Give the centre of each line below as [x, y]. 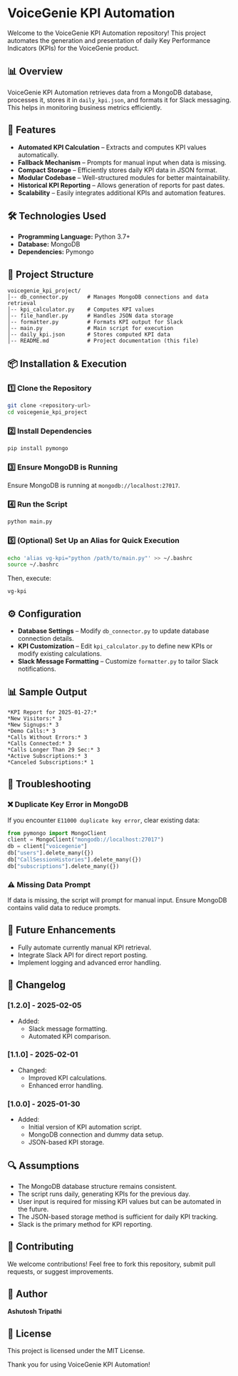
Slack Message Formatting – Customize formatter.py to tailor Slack [118, 661]
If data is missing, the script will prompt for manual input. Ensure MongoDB [117, 900]
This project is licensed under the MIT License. [76, 1351]
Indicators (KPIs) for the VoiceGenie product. [73, 48]
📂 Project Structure [51, 274]
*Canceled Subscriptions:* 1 [51, 762]
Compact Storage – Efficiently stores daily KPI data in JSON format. [117, 170]
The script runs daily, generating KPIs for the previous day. [104, 1194]
